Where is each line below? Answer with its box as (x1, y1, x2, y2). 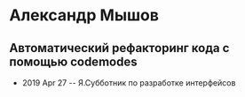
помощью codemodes (9, 54, 138, 69)
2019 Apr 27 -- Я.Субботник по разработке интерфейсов (21, 78, 236, 88)
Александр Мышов (9, 5, 160, 26)
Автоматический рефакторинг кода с (9, 41, 230, 56)
